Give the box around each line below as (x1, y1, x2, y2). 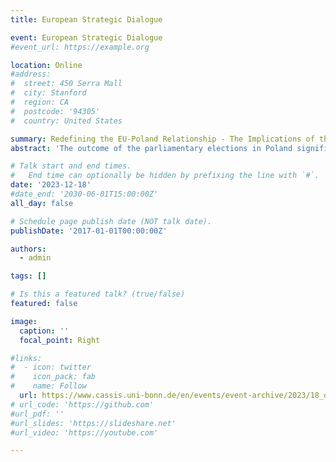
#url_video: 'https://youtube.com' (10, 427, 159, 438)
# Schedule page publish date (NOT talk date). (10, 216, 213, 226)
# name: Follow (10, 381, 87, 391)
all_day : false (10, 198, 74, 208)
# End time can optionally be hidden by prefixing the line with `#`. (10, 171, 320, 181)
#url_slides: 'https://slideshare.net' (10, 418, 177, 428)
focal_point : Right (19, 335, 101, 345)
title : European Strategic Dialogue (10, 14, 163, 25)
